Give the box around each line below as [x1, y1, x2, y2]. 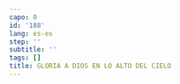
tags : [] [9, 53, 41, 62]
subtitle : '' [9, 45, 57, 54]
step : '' [9, 37, 41, 46]
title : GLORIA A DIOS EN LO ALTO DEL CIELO [9, 62, 172, 71]
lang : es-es [9, 29, 53, 38]
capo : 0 [9, 12, 38, 22]
